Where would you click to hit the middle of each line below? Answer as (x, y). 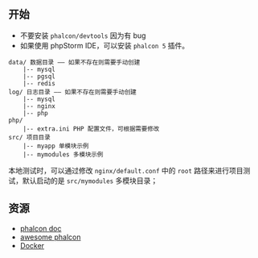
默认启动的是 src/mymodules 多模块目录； (90, 181)
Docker (32, 245)
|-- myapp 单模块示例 (56, 146)
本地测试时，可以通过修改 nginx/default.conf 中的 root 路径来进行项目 (126, 170)
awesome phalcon (50, 237)
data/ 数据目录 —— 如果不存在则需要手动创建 (74, 62)
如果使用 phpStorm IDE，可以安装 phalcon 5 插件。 (104, 45)
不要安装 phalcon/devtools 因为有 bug (83, 35)
